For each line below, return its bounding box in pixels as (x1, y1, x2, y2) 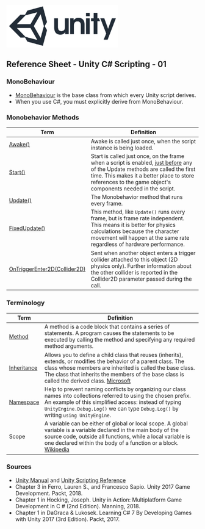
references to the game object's (90, 178, 171, 185)
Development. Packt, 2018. (15, 489, 83, 497)
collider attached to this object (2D (90, 256, 178, 263)
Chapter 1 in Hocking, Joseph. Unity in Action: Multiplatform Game (15, 496, 182, 503)
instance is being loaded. (90, 144, 154, 151)
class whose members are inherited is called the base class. (44, 364, 195, 371)
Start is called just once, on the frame (90, 152, 185, 160)
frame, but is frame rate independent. (90, 215, 185, 222)
